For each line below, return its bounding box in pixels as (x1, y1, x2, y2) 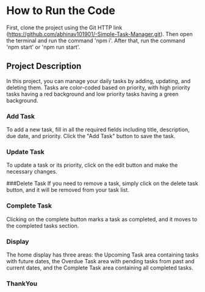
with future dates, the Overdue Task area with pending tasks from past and (6, 257, 195, 265)
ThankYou (6, 279, 38, 288)
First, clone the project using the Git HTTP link (6, 24, 123, 31)
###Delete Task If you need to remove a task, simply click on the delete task (6, 180, 198, 187)
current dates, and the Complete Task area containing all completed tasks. (6, 264, 193, 271)
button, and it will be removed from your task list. (6, 186, 129, 194)
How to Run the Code (6, 4, 116, 18)
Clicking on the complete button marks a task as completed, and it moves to (6, 215, 198, 223)
